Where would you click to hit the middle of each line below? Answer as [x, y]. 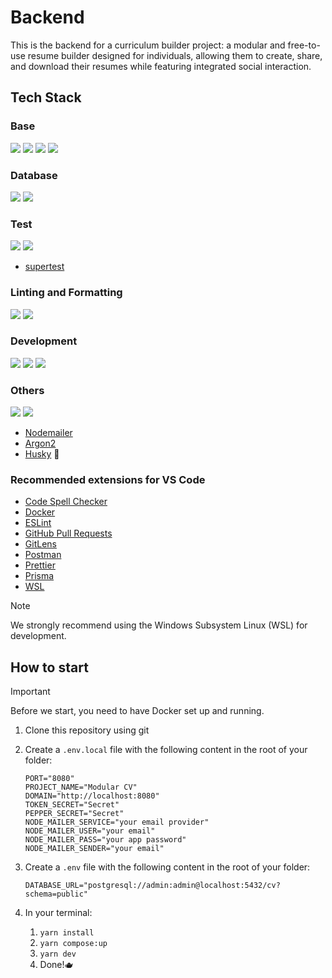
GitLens [40, 544]
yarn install [67, 933]
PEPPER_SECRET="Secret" [74, 814]
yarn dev [58, 954]
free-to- [304, 45]
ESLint [38, 523]
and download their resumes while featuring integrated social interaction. [161, 66]
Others [27, 390]
